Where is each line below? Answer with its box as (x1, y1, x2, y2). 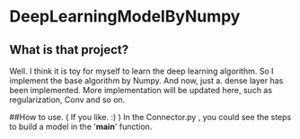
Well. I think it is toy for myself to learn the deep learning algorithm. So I (9, 65, 274, 76)
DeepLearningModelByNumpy (9, 6, 241, 27)
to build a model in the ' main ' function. (9, 121, 153, 132)
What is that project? (9, 42, 128, 57)
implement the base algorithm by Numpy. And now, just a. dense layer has (9, 75, 284, 86)
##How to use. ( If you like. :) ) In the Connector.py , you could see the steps (9, 112, 292, 122)
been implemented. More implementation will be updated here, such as (9, 85, 272, 95)
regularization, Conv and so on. (9, 94, 126, 105)
